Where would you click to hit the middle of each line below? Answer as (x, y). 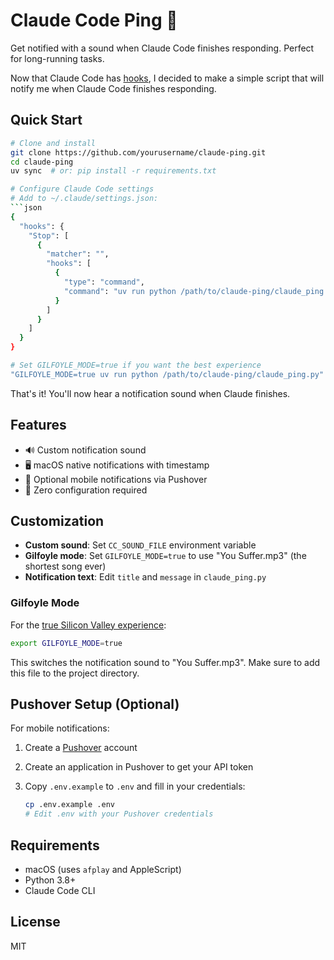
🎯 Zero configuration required (86, 490)
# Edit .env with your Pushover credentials (119, 814)
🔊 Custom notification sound (85, 450)
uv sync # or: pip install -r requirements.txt (113, 171)
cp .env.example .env (69, 805)
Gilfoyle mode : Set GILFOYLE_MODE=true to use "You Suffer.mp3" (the (165, 556)
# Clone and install (53, 143)
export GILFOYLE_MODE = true (66, 643)
